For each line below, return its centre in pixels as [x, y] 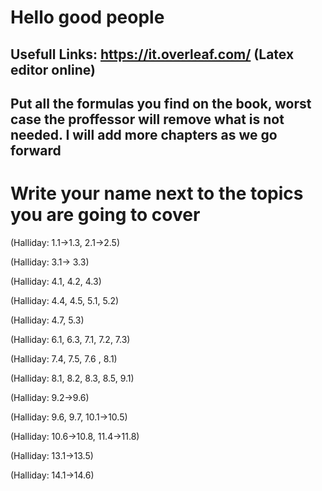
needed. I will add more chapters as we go [144, 134]
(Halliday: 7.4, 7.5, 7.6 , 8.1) [64, 358]
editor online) [53, 69]
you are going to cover [105, 215]
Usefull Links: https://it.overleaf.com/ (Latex [152, 54]
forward [36, 150]
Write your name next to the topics [157, 193]
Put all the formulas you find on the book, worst [161, 103]
